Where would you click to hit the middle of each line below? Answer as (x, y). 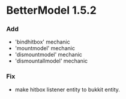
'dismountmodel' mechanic (49, 55)
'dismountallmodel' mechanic (51, 61)
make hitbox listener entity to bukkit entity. (67, 89)
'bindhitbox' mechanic (42, 42)
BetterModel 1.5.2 (52, 10)
